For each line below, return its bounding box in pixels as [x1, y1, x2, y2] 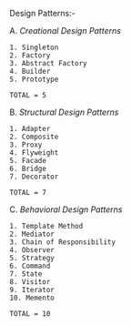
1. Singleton [9, 43, 59, 52]
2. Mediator [9, 229, 55, 239]
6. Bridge [9, 164, 47, 173]
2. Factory [9, 51, 51, 60]
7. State [9, 270, 43, 279]
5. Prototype [9, 75, 59, 84]
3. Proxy [9, 140, 43, 149]
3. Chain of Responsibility [9, 238, 117, 247]
